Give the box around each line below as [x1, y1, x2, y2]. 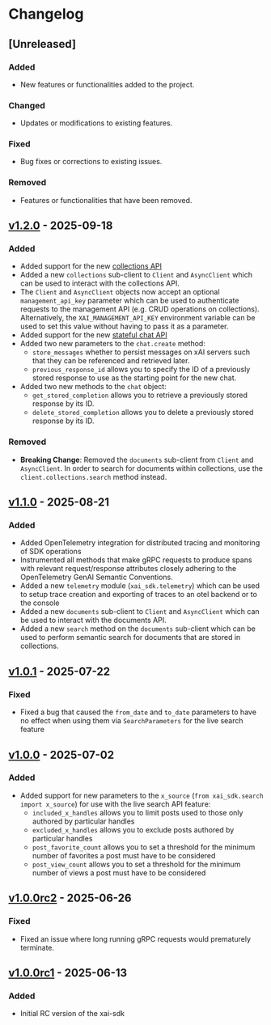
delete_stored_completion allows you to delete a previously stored [32, 408, 254, 417]
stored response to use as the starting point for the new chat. [32, 373, 237, 383]
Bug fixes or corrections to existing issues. [19, 157, 163, 167]
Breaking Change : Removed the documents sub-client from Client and [19, 455, 254, 464]
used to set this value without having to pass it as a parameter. [19, 321, 229, 332]
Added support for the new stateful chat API [19, 330, 167, 340]
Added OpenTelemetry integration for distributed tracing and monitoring [19, 538, 260, 548]
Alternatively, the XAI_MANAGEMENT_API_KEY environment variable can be [19, 313, 256, 323]
